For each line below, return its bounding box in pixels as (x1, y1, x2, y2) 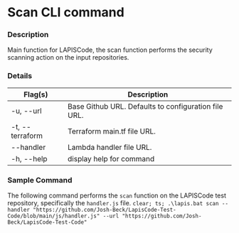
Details (7, 71, 33, 81)
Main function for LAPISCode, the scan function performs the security (7, 45, 213, 54)
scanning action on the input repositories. (7, 53, 129, 62)
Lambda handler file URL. (67, 142, 152, 152)
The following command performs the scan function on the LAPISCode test (7, 191, 226, 200)
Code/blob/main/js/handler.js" (7, 212, 100, 220)
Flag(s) (23, 90, 48, 99)
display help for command (67, 153, 155, 163)
